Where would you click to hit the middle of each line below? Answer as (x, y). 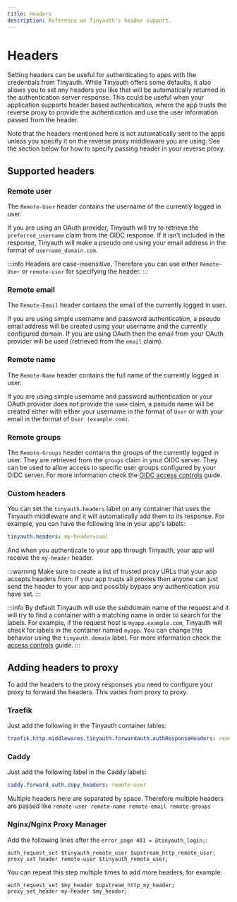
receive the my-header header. (50, 558)
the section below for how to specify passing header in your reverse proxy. (116, 148)
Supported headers (51, 171)
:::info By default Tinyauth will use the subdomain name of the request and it (118, 608)
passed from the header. (43, 120)
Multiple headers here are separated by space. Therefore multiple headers (116, 799)
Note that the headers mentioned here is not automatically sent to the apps (116, 134)
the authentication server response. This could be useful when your (106, 98)
